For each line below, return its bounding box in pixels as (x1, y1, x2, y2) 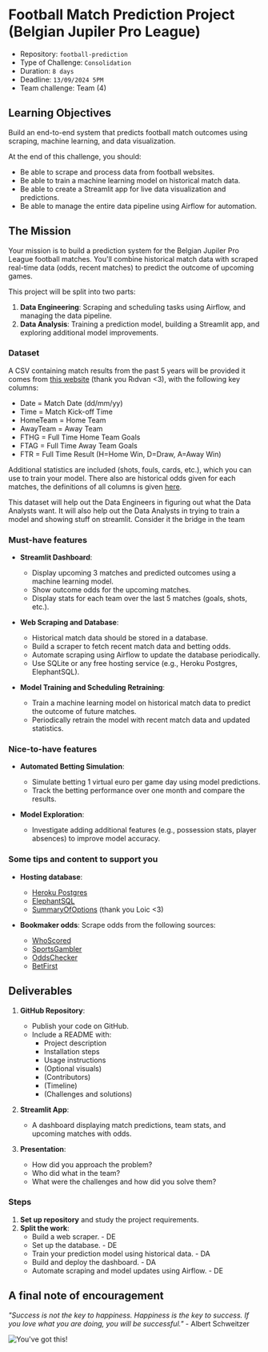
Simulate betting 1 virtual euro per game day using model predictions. (31, 777, 261, 787)
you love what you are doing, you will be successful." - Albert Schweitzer (8, 1318, 250, 1328)
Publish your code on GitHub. (31, 1021, 130, 1030)
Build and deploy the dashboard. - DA (31, 1257, 156, 1266)
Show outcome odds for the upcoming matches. (31, 585, 191, 595)
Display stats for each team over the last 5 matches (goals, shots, (31, 594, 248, 604)
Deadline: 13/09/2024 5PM (19, 74, 104, 84)
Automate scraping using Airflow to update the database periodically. (31, 650, 261, 660)
